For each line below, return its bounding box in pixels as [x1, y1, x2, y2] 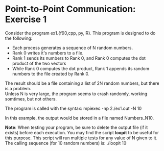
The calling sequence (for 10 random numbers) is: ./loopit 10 [5, 140, 127, 146]
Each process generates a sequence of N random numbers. [12, 45, 133, 50]
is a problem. [5, 85, 31, 91]
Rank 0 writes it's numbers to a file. [12, 50, 84, 56]
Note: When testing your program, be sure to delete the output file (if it [5, 124, 148, 130]
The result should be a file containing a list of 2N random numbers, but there [5, 80, 160, 86]
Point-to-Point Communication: [5, 3, 136, 15]
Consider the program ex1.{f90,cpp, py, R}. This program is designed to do [5, 30, 156, 36]
